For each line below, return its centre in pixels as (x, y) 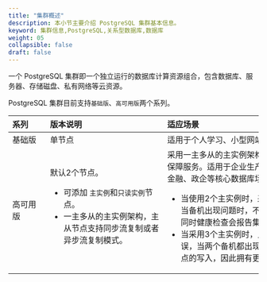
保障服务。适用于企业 (207, 166)
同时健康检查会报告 (217, 222)
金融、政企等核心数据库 (211, 178)
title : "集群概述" (37, 15)
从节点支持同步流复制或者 (111, 228)
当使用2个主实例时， (219, 198)
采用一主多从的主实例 (207, 155)
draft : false (30, 52)
